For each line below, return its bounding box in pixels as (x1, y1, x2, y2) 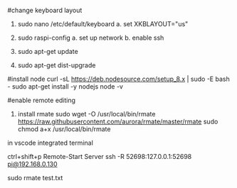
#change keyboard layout (7, 6, 83, 14)
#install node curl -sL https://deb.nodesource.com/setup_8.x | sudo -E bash (7, 74, 230, 83)
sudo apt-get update (17, 48, 78, 55)
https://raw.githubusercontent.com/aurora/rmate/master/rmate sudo (17, 117, 218, 126)
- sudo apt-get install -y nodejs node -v (7, 82, 123, 91)
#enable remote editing (7, 96, 76, 104)
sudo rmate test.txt (7, 174, 63, 182)
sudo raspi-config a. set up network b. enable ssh (17, 33, 164, 42)
